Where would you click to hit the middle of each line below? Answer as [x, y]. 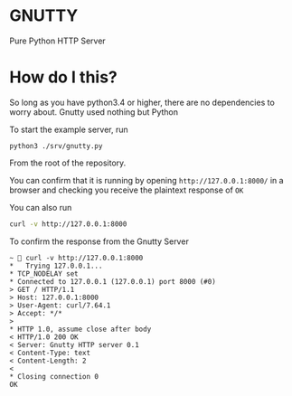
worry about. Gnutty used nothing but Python [94, 112]
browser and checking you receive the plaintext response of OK [127, 190]
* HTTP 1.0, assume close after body [80, 329]
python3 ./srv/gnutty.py [56, 146]
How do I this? [63, 77]
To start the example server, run [69, 129]
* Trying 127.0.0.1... [56, 266]
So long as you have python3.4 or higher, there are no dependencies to [142, 102]
